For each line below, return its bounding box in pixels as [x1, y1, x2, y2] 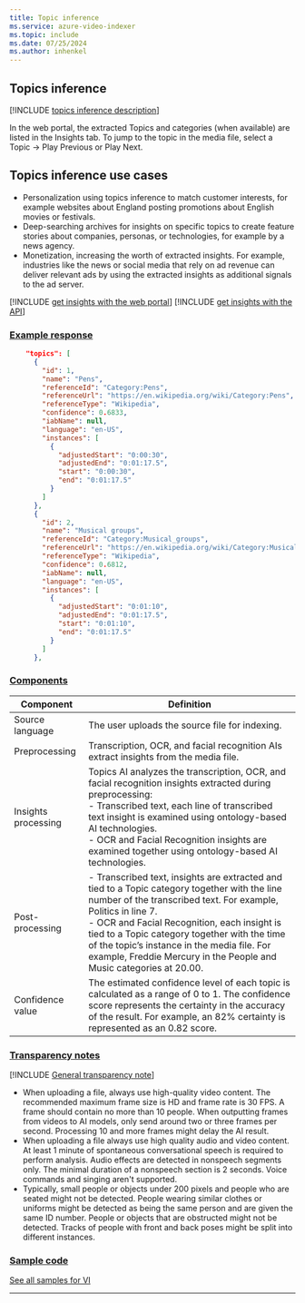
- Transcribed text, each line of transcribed [87, 799, 273, 812]
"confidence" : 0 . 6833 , [42, 408, 128, 417]
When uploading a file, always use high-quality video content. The [22, 1087, 271, 1098]
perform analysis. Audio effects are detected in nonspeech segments [22, 1154, 282, 1166]
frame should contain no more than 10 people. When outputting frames [22, 1106, 289, 1117]
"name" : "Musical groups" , [42, 526, 144, 535]
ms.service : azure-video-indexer [9, 22, 136, 31]
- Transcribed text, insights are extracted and [87, 870, 283, 883]
